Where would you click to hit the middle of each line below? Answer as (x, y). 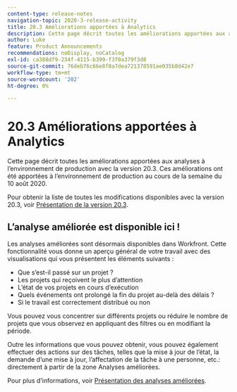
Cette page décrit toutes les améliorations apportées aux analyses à (107, 161)
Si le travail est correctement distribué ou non (84, 302)
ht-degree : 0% (28, 86)
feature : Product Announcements (55, 46)
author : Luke (26, 40)
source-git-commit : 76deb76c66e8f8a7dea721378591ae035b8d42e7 (101, 66)
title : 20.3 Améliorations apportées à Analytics (82, 27)
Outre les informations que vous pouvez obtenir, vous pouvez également (113, 344)
